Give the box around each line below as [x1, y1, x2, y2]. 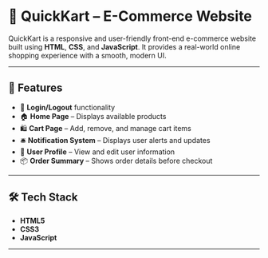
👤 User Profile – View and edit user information [19, 147, 175, 157]
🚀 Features [8, 81, 63, 95]
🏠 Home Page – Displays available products [19, 111, 167, 121]
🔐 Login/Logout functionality [19, 102, 116, 112]
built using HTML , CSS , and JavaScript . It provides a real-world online [8, 42, 241, 51]
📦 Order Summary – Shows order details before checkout [19, 156, 213, 165]
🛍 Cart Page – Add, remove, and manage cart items [19, 123, 191, 133]
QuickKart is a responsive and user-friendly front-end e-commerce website [8, 34, 257, 43]
